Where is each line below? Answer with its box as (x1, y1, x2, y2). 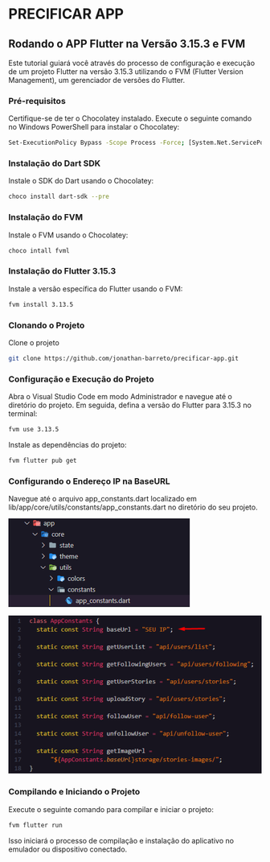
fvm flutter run (8, 821, 63, 829)
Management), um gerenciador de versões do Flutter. (8, 76, 186, 85)
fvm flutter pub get (8, 456, 78, 465)
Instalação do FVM (8, 212, 83, 223)
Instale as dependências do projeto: (8, 440, 127, 450)
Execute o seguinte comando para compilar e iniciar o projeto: (8, 804, 215, 814)
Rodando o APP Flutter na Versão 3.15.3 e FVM (8, 37, 246, 51)
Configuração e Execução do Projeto (8, 373, 154, 385)
